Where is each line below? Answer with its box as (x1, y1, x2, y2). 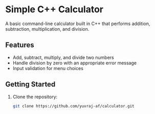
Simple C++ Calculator (5, 4, 104, 15)
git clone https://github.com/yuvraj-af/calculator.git (12, 103, 135, 108)
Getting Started (5, 80, 56, 89)
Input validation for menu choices (12, 65, 83, 71)
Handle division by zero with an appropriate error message (12, 60, 137, 66)
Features (5, 41, 34, 50)
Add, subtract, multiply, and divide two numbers (12, 54, 114, 60)
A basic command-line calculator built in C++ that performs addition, (5, 20, 150, 27)
